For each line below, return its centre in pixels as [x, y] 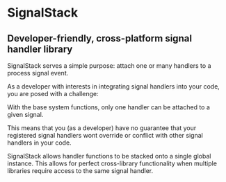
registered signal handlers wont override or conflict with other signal [105, 135]
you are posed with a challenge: [53, 94]
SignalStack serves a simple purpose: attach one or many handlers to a [109, 66]
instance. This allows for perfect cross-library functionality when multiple [112, 163]
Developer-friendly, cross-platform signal [100, 38]
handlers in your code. [39, 143]
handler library [40, 49]
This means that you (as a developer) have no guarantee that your [102, 128]
